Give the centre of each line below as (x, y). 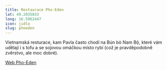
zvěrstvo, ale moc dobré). (32, 53)
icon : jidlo (18, 24)
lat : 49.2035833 (22, 14)
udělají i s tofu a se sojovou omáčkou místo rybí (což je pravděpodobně (79, 48)
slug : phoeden (20, 28)
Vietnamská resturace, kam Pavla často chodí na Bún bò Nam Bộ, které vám (84, 42)
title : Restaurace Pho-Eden (35, 10)
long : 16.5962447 (23, 19)
